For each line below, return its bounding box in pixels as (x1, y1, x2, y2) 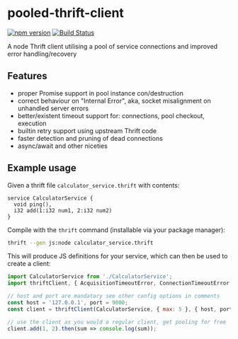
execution (17, 119, 47, 127)
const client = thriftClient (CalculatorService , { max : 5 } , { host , (7, 306, 217, 313)
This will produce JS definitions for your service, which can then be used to (7, 252, 228, 260)
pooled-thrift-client (7, 5, 124, 21)
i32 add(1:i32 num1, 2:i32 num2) (13, 207, 113, 214)
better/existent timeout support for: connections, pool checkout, (17, 111, 205, 120)
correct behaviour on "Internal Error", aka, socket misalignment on (17, 96, 211, 105)
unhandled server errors (17, 104, 89, 113)
